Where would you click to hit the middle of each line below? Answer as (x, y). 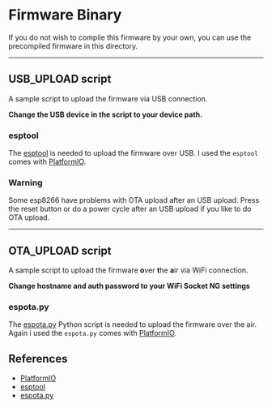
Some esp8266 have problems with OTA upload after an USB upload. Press (134, 200)
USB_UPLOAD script (60, 79)
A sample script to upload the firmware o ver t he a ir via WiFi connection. (128, 270)
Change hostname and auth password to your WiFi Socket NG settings (130, 286)
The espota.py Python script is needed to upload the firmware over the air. (133, 324)
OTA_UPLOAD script (60, 250)
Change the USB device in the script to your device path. (106, 114)
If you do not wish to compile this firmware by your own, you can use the (130, 37)
